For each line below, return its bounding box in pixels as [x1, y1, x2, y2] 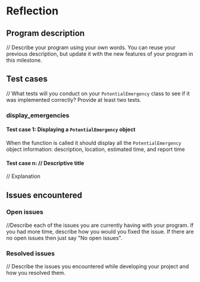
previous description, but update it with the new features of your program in [6, 50, 193, 57]
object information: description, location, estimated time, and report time [6, 145, 185, 153]
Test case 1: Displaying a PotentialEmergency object [6, 126, 136, 133]
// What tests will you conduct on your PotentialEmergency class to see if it [6, 90, 190, 97]
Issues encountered [6, 190, 83, 200]
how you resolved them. [6, 269, 66, 277]
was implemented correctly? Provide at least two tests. [6, 96, 142, 103]
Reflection [6, 4, 59, 18]
